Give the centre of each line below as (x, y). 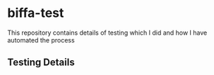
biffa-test (36, 13)
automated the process (41, 40)
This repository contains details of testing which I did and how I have (107, 33)
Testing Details (41, 63)
